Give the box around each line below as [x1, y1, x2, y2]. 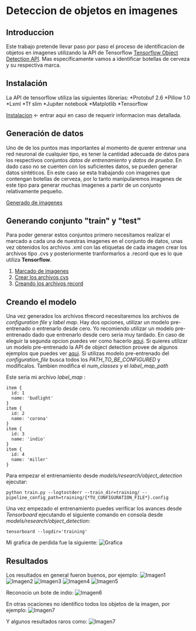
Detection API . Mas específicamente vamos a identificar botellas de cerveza [6, 56, 190, 62]
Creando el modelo [6, 297, 77, 307]
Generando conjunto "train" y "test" [6, 216, 142, 226]
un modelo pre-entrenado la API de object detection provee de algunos [6, 344, 178, 351]
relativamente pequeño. [6, 187, 63, 194]
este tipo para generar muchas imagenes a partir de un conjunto [6, 181, 161, 188]
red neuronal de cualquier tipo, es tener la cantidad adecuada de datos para [6, 150, 190, 157]
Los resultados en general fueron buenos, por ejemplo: [6, 572, 139, 579]
